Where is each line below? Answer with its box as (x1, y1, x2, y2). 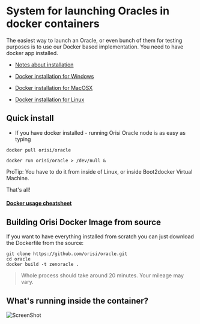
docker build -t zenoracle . (6, 262, 79, 268)
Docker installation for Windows (14, 72, 94, 80)
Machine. (6, 174, 29, 181)
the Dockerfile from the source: (6, 240, 84, 247)
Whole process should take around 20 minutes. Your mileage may (20, 272, 184, 279)
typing (14, 135, 31, 143)
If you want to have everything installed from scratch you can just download (6, 233, 194, 240)
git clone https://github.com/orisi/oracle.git (6, 251, 128, 257)
